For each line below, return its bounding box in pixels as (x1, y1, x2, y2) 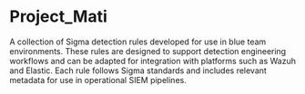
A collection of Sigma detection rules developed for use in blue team (9, 36, 267, 47)
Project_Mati (9, 6, 107, 27)
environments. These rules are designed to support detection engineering (9, 45, 287, 56)
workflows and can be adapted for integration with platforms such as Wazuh (9, 55, 296, 66)
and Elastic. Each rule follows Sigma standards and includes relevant (9, 65, 267, 76)
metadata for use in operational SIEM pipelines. (9, 74, 187, 85)
